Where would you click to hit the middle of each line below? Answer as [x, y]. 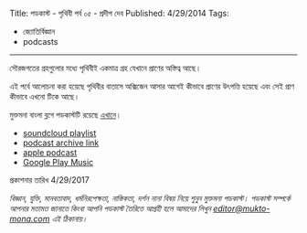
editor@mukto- [242, 208]
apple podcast [50, 153]
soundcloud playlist [59, 133]
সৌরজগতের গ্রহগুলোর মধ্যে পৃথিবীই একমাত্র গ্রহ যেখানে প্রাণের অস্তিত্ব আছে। [106, 68]
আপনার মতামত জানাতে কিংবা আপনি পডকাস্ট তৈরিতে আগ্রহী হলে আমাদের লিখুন [111, 208]
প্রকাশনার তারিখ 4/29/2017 [49, 180]
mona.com [30, 219]
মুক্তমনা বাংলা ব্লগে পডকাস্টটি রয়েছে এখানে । [65, 115]
